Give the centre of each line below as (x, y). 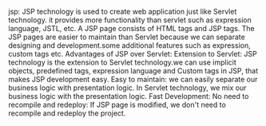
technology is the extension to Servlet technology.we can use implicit (123, 62)
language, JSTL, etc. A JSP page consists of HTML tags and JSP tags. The (131, 28)
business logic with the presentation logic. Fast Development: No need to (129, 96)
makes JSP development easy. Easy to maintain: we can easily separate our (133, 79)
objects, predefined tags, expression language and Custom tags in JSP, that (133, 71)
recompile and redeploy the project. (67, 113)
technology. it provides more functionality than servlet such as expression (130, 20)
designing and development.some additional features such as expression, (129, 45)
